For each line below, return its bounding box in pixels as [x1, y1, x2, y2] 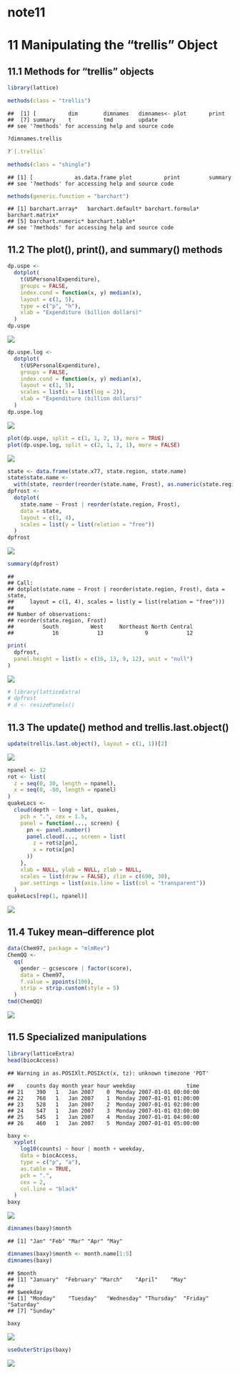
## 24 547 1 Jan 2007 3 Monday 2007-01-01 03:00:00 [7, 1107, 200, 1115]
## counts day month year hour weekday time [7, 1082, 200, 1090]
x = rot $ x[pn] [33, 846, 75, 854]
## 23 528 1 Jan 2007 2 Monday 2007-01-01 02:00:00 [7, 1101, 200, 1108]
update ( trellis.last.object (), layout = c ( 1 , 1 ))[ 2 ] [7, 740, 168, 747]
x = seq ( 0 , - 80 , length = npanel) [14, 787, 116, 794]
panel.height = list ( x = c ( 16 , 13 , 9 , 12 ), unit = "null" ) [14, 655, 194, 662]
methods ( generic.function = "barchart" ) [7, 192, 130, 200]
